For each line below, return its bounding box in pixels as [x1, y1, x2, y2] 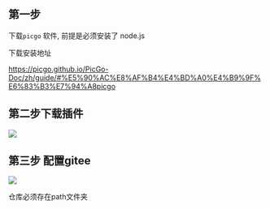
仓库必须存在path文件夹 [8, 192, 88, 202]
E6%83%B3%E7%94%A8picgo [8, 81, 116, 91]
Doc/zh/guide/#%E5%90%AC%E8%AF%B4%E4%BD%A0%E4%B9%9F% [8, 72, 262, 83]
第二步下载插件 [8, 107, 84, 121]
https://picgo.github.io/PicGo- [8, 64, 109, 74]
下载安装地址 [8, 48, 51, 58]
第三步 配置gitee [8, 154, 91, 168]
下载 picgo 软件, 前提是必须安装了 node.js [8, 31, 145, 41]
